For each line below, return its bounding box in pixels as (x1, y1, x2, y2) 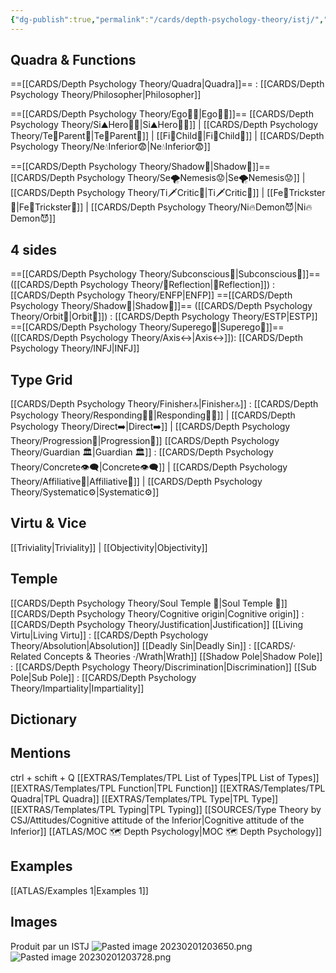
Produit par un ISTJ (10, 940, 90, 952)
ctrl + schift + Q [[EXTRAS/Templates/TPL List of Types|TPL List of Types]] (10, 771, 320, 783)
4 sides (10, 241, 58, 258)
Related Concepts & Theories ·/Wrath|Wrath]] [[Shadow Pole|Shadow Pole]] (10, 650, 323, 662)
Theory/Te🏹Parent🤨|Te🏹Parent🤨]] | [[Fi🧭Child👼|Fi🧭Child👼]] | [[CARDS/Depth (10, 130, 325, 142)
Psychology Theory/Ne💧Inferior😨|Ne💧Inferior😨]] (10, 141, 211, 153)
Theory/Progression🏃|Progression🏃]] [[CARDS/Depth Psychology (10, 435, 280, 447)
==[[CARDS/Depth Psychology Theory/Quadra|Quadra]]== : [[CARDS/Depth (10, 78, 325, 90)
